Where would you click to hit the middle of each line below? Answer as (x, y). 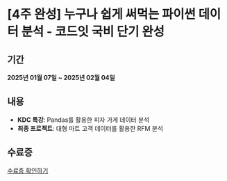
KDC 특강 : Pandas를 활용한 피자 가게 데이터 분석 (83, 120)
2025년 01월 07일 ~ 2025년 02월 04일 (61, 78)
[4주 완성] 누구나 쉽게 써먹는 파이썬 (101, 14)
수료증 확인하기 (28, 171)
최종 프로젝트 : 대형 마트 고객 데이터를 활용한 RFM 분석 (90, 128)
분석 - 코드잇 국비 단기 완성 (93, 32)
